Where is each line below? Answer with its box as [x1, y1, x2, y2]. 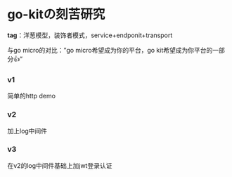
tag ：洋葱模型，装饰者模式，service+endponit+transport [7, 31, 173, 39]
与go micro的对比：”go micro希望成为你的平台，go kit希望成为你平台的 [7, 46, 213, 54]
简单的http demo [7, 92, 56, 100]
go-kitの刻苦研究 [7, 6, 105, 22]
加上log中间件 [7, 126, 48, 135]
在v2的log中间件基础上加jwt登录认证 [7, 161, 112, 169]
